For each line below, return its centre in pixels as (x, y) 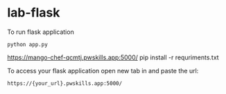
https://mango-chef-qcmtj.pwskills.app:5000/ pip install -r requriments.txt (113, 57)
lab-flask (34, 13)
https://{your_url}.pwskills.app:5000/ (65, 83)
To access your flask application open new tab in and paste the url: (103, 70)
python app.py (28, 44)
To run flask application (41, 32)
